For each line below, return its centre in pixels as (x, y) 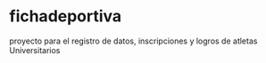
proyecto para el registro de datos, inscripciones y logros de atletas (133, 41)
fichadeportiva (66, 16)
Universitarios (35, 50)
